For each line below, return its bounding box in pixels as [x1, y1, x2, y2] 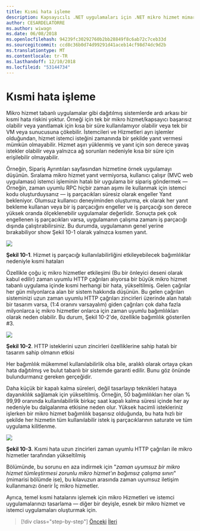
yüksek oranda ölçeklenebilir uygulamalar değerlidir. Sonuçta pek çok [6, 210, 177, 217]
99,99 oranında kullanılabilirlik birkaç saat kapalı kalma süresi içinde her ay [6, 398, 189, 405]
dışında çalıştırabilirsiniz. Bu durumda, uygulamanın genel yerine [6, 222, 164, 229]
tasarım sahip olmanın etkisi [6, 349, 74, 356]
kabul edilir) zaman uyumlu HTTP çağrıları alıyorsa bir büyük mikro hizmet [6, 275, 187, 283]
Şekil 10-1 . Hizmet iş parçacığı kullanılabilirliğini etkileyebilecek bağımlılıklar [6, 251, 191, 259]
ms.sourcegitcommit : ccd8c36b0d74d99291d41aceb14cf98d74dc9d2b [6, 42, 167, 48]
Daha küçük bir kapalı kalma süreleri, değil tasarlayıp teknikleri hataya [6, 385, 177, 392]
